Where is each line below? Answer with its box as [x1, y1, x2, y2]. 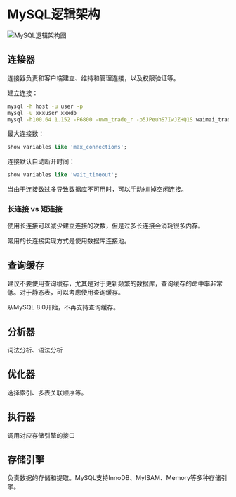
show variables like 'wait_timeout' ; [7, 171, 118, 178]
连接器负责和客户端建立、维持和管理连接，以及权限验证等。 [7, 73, 180, 82]
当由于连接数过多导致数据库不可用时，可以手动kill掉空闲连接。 [7, 185, 188, 194]
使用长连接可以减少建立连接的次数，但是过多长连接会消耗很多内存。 [7, 221, 204, 230]
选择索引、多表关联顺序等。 [7, 388, 88, 397]
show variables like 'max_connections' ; [7, 144, 128, 151]
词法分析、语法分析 [7, 346, 63, 355]
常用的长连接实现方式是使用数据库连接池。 [7, 237, 131, 245]
